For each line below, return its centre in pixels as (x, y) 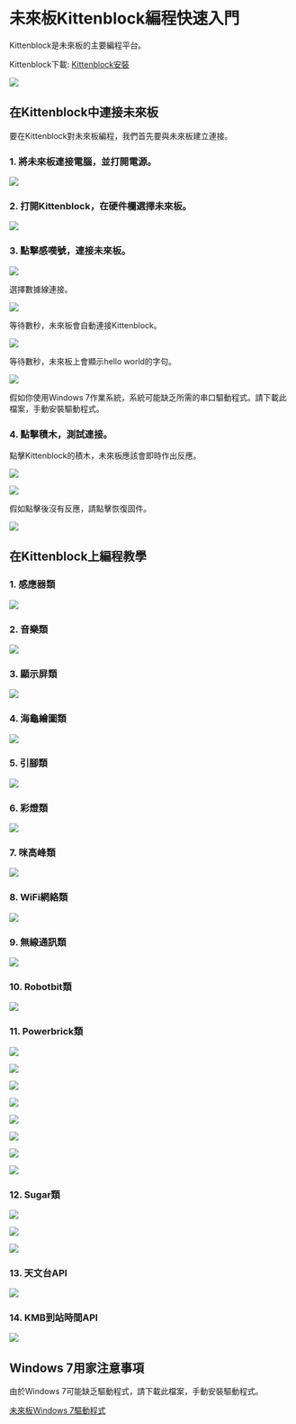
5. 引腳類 (28, 763)
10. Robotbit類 (40, 987)
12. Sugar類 (35, 1194)
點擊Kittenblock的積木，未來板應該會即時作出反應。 (105, 455)
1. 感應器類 (32, 584)
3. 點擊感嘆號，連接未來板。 (70, 251)
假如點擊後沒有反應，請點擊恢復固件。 (80, 508)
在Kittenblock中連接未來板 (84, 112)
